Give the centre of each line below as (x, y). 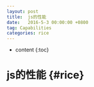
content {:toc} (32, 50)
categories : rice (28, 33)
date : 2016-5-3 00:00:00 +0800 (48, 22)
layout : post (23, 11)
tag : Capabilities (29, 28)
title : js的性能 (26, 17)
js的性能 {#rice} (46, 75)
